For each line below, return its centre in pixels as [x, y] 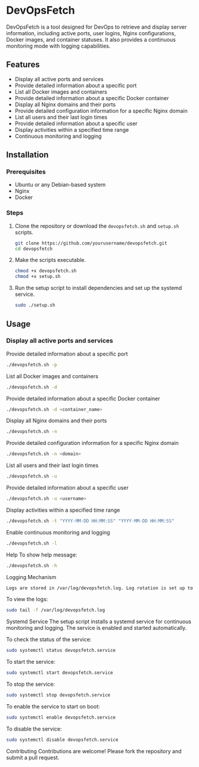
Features [23, 65]
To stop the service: [31, 684]
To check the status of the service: [49, 639]
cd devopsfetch [34, 249]
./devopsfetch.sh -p [32, 364]
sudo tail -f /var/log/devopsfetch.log [56, 610]
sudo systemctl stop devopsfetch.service [58, 695]
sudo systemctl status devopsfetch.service [61, 651]
